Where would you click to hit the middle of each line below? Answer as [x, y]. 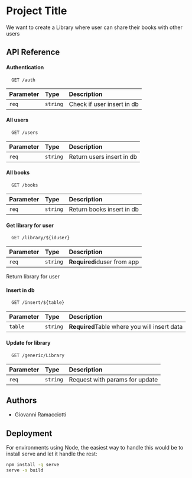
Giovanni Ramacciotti [40, 415]
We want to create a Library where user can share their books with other [95, 27]
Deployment [29, 433]
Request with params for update [113, 379]
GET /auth [23, 80]
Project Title [37, 11]
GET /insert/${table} [38, 303]
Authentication [25, 67]
